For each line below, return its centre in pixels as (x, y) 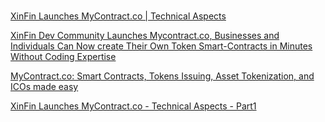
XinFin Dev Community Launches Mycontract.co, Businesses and (145, 36)
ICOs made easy (44, 87)
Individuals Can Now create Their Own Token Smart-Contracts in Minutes (161, 46)
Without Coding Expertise (63, 57)
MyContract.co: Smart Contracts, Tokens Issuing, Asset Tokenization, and (162, 76)
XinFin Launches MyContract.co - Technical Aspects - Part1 (133, 106)
